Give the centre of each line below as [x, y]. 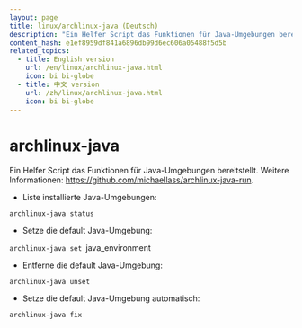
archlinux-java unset [50, 282]
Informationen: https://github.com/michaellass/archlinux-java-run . [132, 180]
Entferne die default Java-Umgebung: [93, 265]
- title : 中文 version [58, 84]
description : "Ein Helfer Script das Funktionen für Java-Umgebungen [142, 34]
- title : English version [66, 59]
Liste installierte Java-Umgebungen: [89, 198]
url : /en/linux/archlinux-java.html [94, 68]
